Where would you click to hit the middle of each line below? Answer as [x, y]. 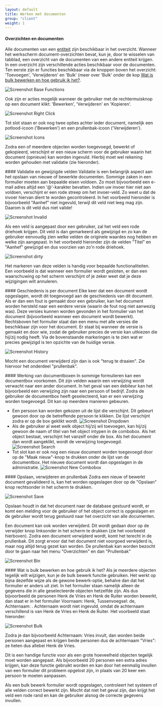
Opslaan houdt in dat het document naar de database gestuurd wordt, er [77, 506]
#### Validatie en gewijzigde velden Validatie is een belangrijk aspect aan [79, 172]
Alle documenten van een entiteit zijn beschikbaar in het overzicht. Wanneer [81, 49]
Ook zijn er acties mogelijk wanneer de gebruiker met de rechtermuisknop [79, 99]
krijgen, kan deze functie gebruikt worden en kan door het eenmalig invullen [81, 665]
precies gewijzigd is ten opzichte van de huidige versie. [60, 342]
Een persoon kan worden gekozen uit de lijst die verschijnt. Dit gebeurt [82, 411]
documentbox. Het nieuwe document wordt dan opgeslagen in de [77, 462]
